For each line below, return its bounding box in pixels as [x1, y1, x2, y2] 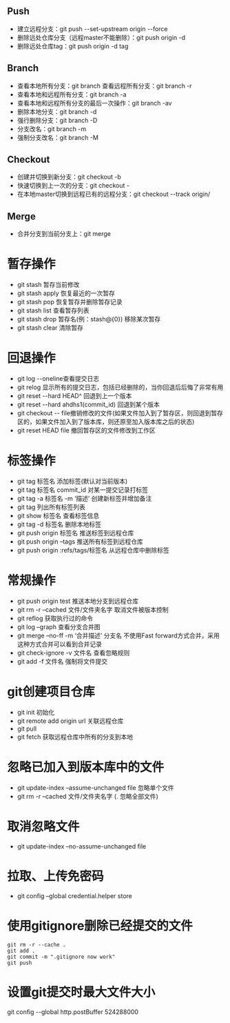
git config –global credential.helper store [17, 891, 132, 900]
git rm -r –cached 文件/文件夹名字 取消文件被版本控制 [17, 606, 169, 613]
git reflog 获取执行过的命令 [17, 614, 93, 622]
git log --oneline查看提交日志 [17, 375, 100, 383]
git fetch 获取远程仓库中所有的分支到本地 [17, 733, 133, 741]
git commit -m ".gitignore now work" [7, 953, 116, 960]
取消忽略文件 [7, 819, 81, 835]
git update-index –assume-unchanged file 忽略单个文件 [17, 783, 174, 792]
